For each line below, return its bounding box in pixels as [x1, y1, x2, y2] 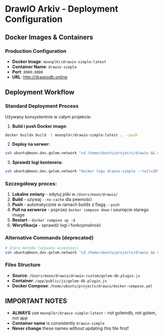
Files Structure [5, 261, 41, 268]
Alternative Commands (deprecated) [5, 235, 94, 241]
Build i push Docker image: [12, 123, 67, 129]
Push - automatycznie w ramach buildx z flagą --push [12, 202, 120, 207]
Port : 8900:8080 [12, 69, 43, 75]
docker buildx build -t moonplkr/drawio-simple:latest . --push [5, 133, 138, 137]
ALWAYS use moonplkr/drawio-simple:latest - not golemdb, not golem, [12, 310, 157, 316]
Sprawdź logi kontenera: [12, 159, 63, 166]
